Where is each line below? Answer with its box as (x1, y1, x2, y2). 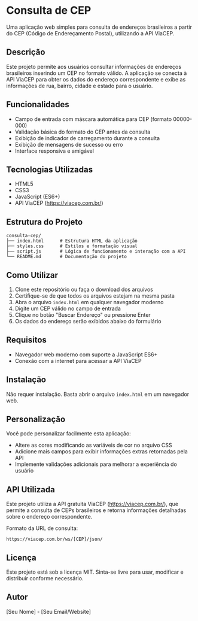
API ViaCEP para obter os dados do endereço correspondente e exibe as (6, 75, 186, 83)
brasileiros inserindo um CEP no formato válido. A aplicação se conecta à (6, 69, 187, 77)
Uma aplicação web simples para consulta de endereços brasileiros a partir (6, 23, 193, 31)
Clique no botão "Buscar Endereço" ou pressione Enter (14, 311, 151, 318)
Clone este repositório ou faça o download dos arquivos (14, 286, 154, 293)
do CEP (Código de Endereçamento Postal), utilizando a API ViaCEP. (6, 29, 175, 37)
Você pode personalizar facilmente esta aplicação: (6, 430, 132, 437)
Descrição (6, 47, 45, 57)
